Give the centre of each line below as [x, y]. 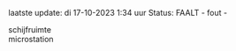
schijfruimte [30, 29]
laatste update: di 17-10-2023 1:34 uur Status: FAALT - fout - [118, 13]
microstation [31, 39]
